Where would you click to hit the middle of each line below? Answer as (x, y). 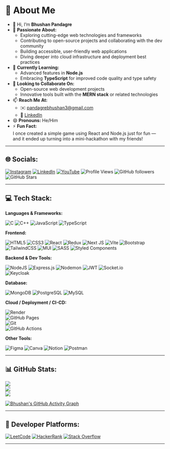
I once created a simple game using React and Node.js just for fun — (84, 133)
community (32, 46)
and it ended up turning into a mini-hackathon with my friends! (78, 138)
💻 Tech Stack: (29, 198)
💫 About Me (30, 10)
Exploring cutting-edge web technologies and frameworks (81, 35)
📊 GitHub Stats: (31, 369)
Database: (16, 283)
